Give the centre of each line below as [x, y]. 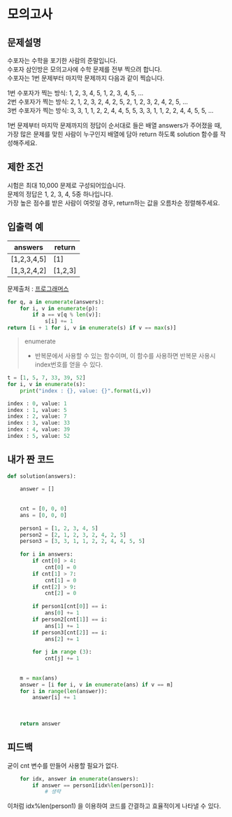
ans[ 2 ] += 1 [62, 639]
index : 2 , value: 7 [37, 417]
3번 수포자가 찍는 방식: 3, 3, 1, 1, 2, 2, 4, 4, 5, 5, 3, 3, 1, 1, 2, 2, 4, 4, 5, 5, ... [111, 110]
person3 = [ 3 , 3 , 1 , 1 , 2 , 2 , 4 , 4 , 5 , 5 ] [82, 541]
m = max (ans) [39, 678]
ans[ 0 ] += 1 [62, 613]
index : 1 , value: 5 [37, 410]
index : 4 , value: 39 [39, 430]
